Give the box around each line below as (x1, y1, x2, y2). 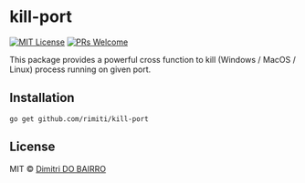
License (9, 139, 56, 155)
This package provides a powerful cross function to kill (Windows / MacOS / (9, 54, 297, 65)
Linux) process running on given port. (9, 64, 152, 75)
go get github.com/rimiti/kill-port (9, 114, 149, 124)
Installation (9, 90, 75, 106)
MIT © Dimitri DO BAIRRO (9, 163, 107, 174)
